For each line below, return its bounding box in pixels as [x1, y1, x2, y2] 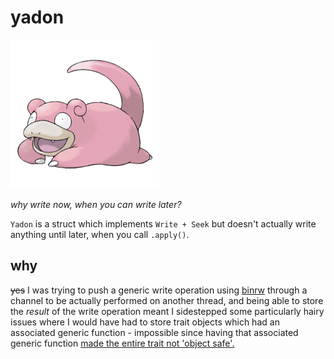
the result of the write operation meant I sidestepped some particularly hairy [10, 305, 325, 317]
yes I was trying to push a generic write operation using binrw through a [10, 284, 308, 296]
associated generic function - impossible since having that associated [10, 326, 299, 338]
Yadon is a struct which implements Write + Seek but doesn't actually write [10, 217, 317, 230]
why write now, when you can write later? [10, 198, 182, 210]
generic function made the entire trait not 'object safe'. [10, 337, 235, 349]
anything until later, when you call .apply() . [10, 228, 190, 240]
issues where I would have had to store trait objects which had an [10, 316, 280, 328]
